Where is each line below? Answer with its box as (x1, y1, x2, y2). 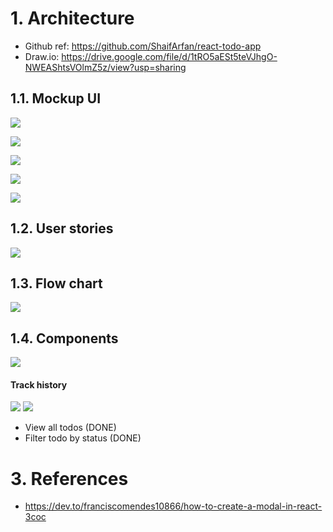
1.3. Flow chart (10, 275, 103, 292)
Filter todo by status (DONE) (24, 432, 142, 444)
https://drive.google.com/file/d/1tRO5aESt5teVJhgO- (61, 50, 278, 62)
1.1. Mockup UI (10, 90, 102, 107)
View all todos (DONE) (24, 422, 117, 434)
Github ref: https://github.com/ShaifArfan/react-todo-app (24, 40, 262, 52)
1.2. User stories (10, 220, 114, 237)
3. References (10, 467, 129, 490)
